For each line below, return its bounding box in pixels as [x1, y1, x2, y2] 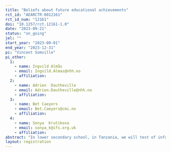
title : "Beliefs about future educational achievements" [5, 7, 129, 13]
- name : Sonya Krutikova [14, 120, 70, 126]
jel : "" [5, 36, 22, 41]
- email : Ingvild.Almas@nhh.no [14, 69, 81, 74]
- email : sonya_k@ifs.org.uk [14, 125, 76, 130]
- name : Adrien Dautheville [14, 83, 76, 88]
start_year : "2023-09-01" [5, 41, 60, 46]
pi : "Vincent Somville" [5, 50, 56, 55]
